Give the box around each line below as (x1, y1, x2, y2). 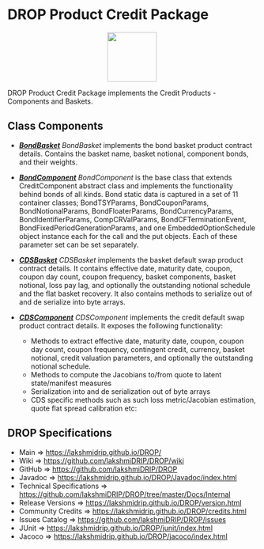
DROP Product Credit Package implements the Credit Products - (7, 88, 217, 97)
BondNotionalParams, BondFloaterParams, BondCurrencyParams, (18, 206, 234, 215)
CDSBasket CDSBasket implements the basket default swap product (18, 255, 243, 264)
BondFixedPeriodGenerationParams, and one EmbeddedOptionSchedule (18, 223, 256, 233)
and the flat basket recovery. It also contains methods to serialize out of (18, 289, 253, 298)
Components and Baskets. (7, 97, 93, 106)
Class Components (7, 119, 104, 133)
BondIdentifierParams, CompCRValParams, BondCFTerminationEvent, (18, 214, 247, 224)
